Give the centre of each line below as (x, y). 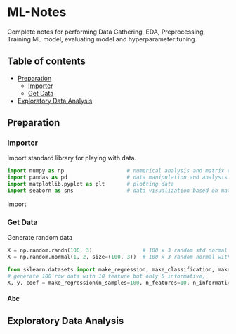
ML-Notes (37, 12)
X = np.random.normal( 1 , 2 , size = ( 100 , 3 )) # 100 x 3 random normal (111, 257)
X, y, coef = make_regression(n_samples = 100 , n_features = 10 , (99, 283)
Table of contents (46, 62)
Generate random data (40, 238)
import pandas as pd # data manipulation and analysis (118, 178)
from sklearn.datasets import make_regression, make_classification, (111, 269)
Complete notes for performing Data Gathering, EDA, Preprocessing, (106, 32)
